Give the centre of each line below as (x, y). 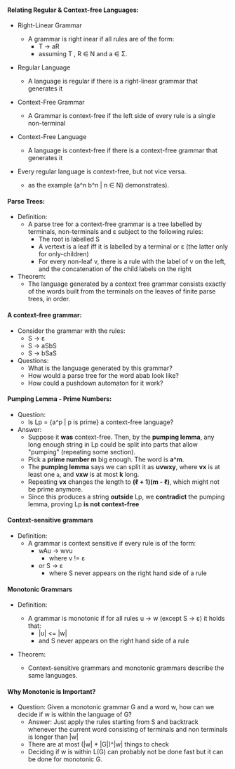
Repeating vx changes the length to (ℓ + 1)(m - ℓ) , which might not (123, 482)
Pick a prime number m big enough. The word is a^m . (106, 459)
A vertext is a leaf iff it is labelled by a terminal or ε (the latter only (133, 247)
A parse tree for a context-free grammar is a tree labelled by (115, 224)
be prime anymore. (55, 489)
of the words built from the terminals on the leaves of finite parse (122, 291)
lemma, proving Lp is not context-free (83, 504)
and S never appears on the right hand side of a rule (114, 641)
